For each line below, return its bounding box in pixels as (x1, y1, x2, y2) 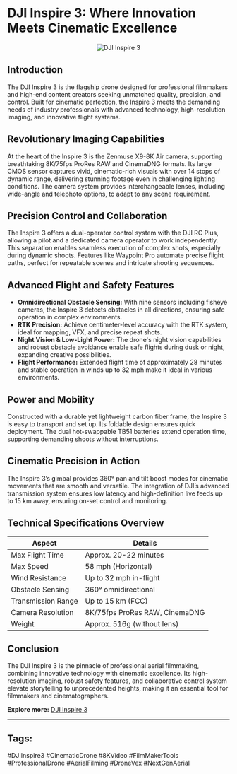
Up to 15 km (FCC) (85, 596, 148, 606)
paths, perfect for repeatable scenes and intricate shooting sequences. (7, 259, 214, 267)
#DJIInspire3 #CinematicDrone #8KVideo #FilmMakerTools (7, 751, 179, 760)
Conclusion (7, 643, 59, 655)
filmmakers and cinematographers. (7, 691, 109, 700)
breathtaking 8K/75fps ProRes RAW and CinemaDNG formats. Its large (7, 159, 212, 168)
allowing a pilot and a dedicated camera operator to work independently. (7, 236, 219, 245)
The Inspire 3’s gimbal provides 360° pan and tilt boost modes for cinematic (7, 474, 228, 482)
